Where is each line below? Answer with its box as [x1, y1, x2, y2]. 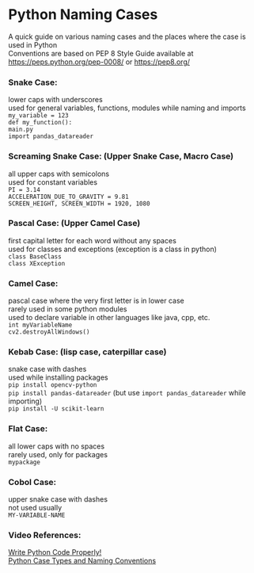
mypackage [8, 458, 41, 466]
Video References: [8, 529, 82, 541]
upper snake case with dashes [8, 495, 108, 504]
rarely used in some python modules [8, 304, 127, 314]
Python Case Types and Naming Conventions [8, 556, 157, 566]
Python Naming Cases [8, 6, 158, 24]
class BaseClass [8, 252, 62, 261]
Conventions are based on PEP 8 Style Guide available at [8, 48, 194, 58]
